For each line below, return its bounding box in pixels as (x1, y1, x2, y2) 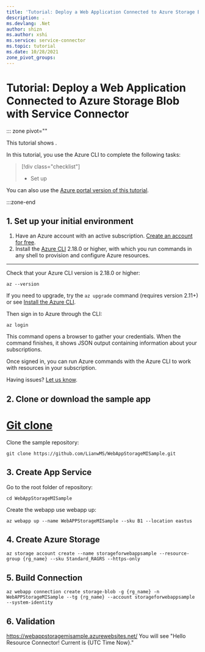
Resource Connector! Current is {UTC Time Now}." (6, 639, 134, 646)
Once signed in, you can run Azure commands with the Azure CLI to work (6, 358, 191, 365)
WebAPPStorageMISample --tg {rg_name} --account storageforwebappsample (6, 594, 195, 601)
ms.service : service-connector (6, 37, 86, 43)
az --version (6, 281, 40, 288)
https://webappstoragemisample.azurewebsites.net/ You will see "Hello (6, 632, 186, 640)
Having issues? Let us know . (6, 376, 77, 383)
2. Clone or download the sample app (6, 394, 151, 404)
